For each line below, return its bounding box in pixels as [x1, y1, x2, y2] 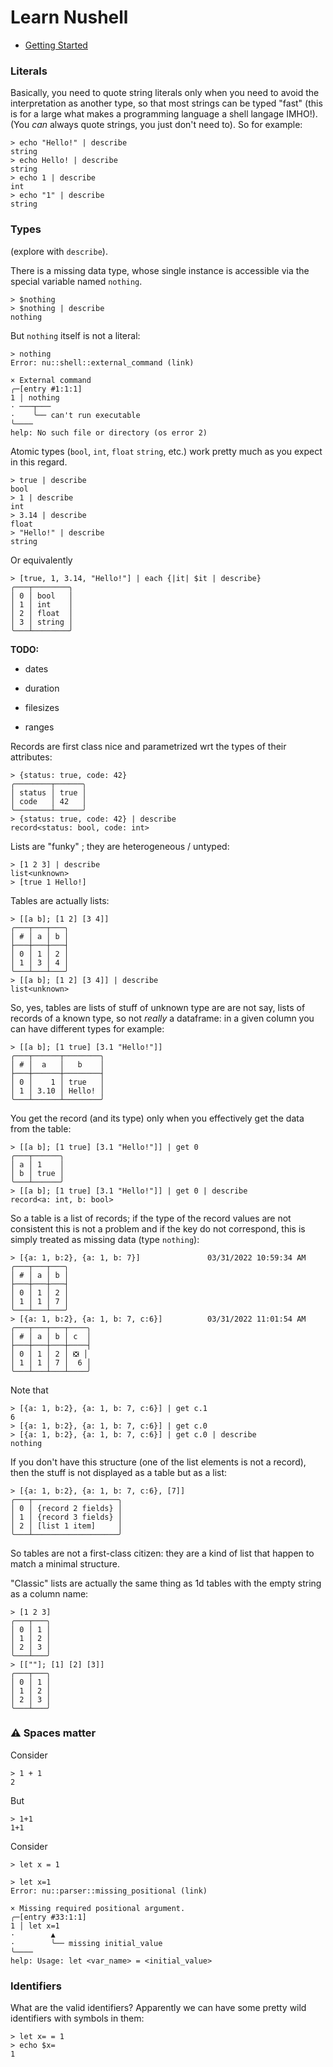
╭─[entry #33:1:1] [10, 1912, 87, 1922]
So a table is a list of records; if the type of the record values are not [10, 1212, 292, 1224]
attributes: [10, 751, 53, 763]
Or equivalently [10, 554, 73, 566]
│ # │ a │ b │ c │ [10, 1331, 92, 1341]
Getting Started [24, 39, 88, 51]
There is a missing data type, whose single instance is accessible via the [10, 264, 310, 276]
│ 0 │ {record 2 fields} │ [10, 1503, 123, 1513]
